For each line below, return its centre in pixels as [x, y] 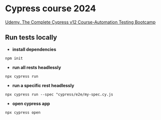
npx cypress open [23, 112]
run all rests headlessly [37, 67]
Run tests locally [31, 37]
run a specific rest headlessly [43, 85]
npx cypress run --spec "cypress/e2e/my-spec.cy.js [59, 94]
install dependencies [34, 49]
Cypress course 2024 [50, 9]
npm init [14, 58]
